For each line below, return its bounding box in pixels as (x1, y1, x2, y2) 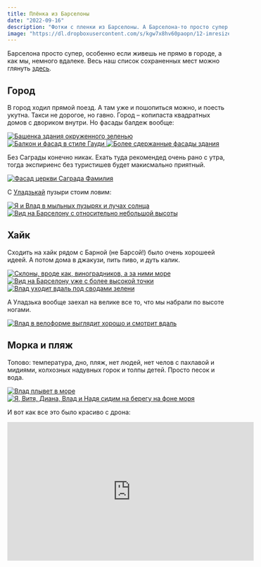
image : (7, 30, 27, 37)
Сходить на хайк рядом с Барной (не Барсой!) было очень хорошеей (7, 248, 215, 256)
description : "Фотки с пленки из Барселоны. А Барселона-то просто (7, 23, 210, 30)
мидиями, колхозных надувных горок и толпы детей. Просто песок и (7, 366, 215, 374)
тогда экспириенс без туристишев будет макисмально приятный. (7, 161, 205, 169)
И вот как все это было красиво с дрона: (7, 408, 132, 416)
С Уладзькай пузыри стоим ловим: (7, 188, 112, 197)
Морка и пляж (7, 339, 73, 351)
